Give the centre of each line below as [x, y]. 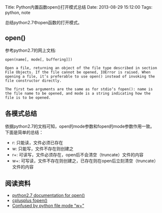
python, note [18, 13]
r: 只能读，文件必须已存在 [38, 142]
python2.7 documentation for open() [48, 196]
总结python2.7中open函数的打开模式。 [44, 23]
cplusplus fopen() [30, 200]
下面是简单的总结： [24, 132]
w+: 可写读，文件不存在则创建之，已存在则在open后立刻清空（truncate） [84, 161]
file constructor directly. [33, 81]
